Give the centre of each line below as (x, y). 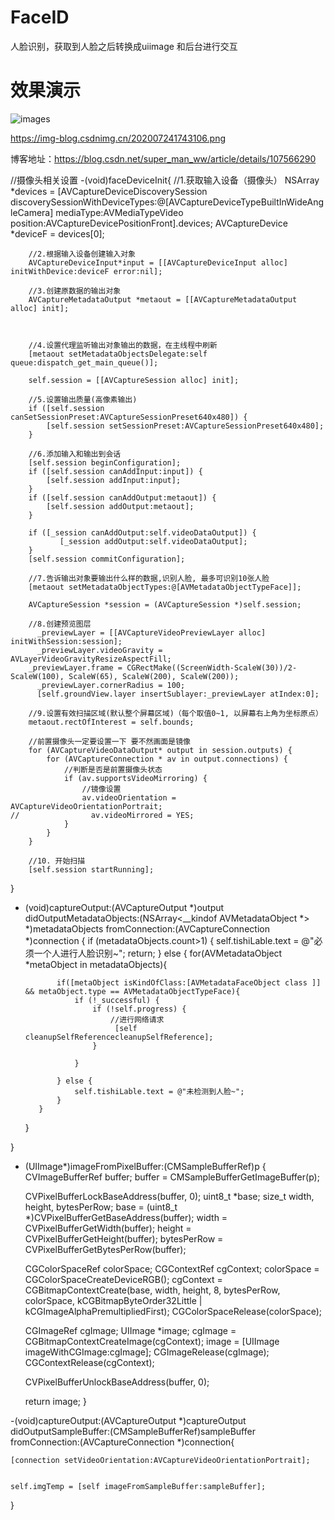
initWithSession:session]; (66, 641)
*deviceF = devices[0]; (57, 233)
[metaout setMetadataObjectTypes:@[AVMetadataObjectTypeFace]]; (165, 587)
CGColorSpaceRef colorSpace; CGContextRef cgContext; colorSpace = (172, 1268)
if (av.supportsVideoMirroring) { (135, 778)
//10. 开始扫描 (57, 861)
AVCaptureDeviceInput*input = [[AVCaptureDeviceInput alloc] (158, 262)
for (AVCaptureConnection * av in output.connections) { (167, 759)
